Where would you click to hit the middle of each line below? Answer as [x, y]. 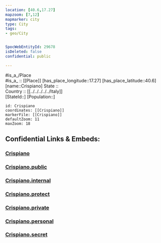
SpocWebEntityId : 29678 [30, 47]
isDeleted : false [24, 52]
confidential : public [28, 56]
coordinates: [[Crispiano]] [35, 110]
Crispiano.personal [30, 221]
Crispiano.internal [28, 180]
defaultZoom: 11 [22, 119]
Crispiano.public [26, 167]
